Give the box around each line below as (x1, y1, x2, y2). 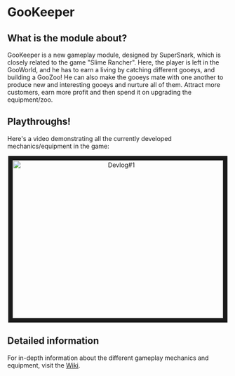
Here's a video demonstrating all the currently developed (7, 134, 172, 142)
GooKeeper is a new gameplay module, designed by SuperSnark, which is (7, 51, 221, 59)
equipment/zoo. (7, 95, 53, 104)
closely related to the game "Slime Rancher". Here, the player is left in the (7, 58, 220, 67)
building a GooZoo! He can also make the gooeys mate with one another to (7, 73, 224, 81)
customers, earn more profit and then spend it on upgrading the (7, 88, 192, 96)
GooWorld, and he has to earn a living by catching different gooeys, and (7, 66, 215, 74)
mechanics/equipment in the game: (7, 142, 110, 150)
